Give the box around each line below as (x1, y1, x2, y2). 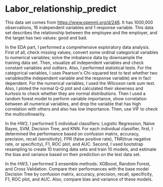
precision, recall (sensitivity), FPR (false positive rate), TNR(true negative (5, 136, 151, 141)
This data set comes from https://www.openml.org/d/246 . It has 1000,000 (5, 19, 153, 25)
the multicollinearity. (5, 111, 46, 117)
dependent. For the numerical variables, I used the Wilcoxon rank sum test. (5, 80, 156, 86)
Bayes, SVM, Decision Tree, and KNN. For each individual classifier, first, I (5, 125, 153, 131)
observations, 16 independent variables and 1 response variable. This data (5, 24, 154, 30)
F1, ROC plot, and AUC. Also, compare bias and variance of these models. (5, 176, 153, 182)
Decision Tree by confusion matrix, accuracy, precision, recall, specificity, (5, 171, 153, 177)
